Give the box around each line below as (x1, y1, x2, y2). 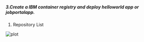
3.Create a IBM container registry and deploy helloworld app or (5, 4, 139, 10)
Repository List (12, 21, 44, 27)
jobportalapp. (5, 9, 35, 15)
